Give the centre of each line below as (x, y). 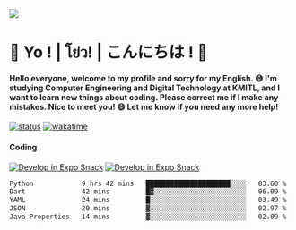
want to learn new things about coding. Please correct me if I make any (144, 97)
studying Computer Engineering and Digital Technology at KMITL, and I (145, 88)
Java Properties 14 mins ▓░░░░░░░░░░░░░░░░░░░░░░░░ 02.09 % (148, 217)
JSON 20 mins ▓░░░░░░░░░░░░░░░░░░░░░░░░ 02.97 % (148, 209)
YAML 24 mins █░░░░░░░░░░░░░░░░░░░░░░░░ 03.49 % (148, 200)
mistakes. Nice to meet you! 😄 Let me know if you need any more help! (144, 106)
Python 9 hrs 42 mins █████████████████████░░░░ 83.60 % (148, 183)
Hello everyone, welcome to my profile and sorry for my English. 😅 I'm (144, 78)
